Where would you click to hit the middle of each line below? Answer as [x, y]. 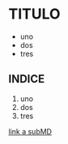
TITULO [34, 14]
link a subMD [30, 131]
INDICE [27, 79]
